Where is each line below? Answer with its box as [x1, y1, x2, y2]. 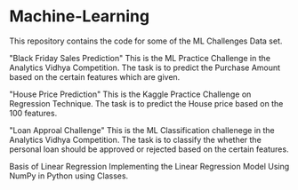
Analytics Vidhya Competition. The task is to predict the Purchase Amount [9, 62, 281, 73]
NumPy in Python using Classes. [9, 170, 129, 181]
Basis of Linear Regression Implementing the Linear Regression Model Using [9, 161, 290, 171]
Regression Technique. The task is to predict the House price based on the [9, 98, 284, 108]
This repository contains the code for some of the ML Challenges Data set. [9, 36, 283, 46]
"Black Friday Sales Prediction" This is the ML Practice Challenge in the [9, 52, 271, 63]
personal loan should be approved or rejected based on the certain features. [9, 144, 289, 154]
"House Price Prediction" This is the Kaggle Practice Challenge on [9, 89, 252, 99]
